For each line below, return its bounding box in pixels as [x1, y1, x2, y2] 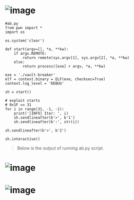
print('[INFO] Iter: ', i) [14, 111, 69, 116]
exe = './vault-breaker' [5, 72, 56, 77]
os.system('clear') [5, 38, 45, 43]
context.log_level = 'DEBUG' [5, 81, 64, 86]
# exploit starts [5, 98, 40, 103]
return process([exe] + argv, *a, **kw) [22, 64, 106, 68]
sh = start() [5, 89, 32, 94]
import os [5, 29, 25, 34]
